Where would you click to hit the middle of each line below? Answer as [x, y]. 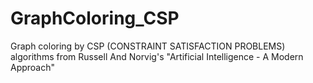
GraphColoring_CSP [95, 18]
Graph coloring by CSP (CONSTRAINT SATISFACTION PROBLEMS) [148, 46]
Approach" [33, 67]
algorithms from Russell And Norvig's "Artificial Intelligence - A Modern [157, 56]
